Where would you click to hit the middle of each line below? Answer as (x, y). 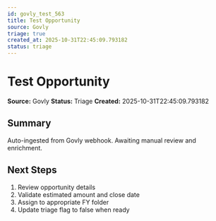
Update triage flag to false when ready (73, 210)
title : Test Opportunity (44, 20)
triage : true (26, 34)
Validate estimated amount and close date (78, 194)
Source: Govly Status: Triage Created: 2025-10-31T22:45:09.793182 (108, 101)
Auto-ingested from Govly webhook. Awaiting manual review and (102, 140)
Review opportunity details (56, 187)
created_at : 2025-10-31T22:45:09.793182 (68, 40)
